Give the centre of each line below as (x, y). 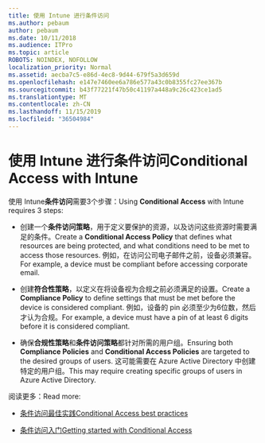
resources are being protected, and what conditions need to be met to (134, 245)
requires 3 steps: (36, 210)
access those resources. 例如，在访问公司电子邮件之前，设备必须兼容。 (138, 255)
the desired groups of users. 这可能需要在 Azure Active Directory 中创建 (138, 361)
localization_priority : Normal (60, 68)
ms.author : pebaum (39, 23)
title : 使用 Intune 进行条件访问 (59, 16)
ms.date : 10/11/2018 (43, 38)
